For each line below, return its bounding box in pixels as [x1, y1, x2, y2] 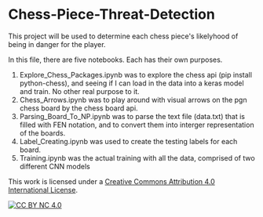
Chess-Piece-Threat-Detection [8, 5, 216, 24]
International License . [8, 185, 79, 194]
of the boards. [19, 128, 66, 138]
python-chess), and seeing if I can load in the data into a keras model [19, 78, 245, 88]
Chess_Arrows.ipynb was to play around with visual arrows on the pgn [19, 95, 247, 104]
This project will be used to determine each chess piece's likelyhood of [8, 31, 239, 41]
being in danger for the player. [8, 39, 106, 49]
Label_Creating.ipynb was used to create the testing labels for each [19, 136, 238, 146]
